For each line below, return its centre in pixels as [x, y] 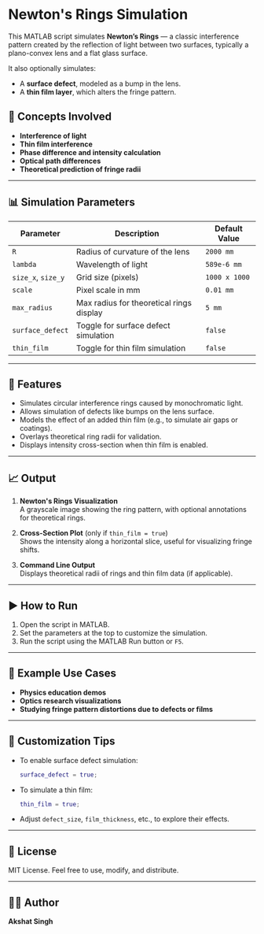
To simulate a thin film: [56, 790]
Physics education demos [63, 692]
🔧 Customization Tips [62, 741]
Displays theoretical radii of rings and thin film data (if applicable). [126, 573]
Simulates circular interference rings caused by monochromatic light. [131, 403]
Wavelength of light [112, 264]
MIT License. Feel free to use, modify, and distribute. [93, 870]
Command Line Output [57, 565]
